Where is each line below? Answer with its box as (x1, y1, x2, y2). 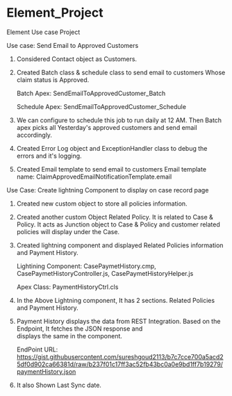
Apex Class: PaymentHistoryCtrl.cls (16, 283, 119, 291)
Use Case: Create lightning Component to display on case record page (6, 185, 209, 194)
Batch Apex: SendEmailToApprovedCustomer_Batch (16, 89, 166, 97)
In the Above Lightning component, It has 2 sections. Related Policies (16, 296, 215, 304)
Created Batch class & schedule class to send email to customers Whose (16, 68, 226, 76)
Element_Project (6, 5, 103, 21)
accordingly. (16, 131, 53, 139)
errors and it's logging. (16, 151, 82, 160)
